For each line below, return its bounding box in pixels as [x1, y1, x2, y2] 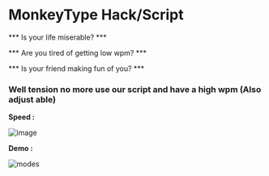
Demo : [8, 144, 33, 153]
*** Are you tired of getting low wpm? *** [8, 48, 147, 57]
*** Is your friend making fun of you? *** [8, 63, 145, 73]
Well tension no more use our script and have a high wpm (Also [8, 83, 262, 94]
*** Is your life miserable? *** [8, 32, 107, 42]
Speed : [8, 112, 35, 122]
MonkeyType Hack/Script [8, 6, 184, 24]
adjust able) [8, 94, 57, 105]
